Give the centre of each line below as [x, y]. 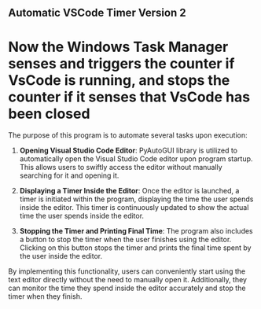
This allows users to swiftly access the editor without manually [121, 167]
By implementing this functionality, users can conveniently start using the [127, 271]
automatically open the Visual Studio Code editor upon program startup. [136, 159]
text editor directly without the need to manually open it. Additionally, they [128, 280]
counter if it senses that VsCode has [129, 97]
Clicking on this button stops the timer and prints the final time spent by [135, 248]
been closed [49, 114]
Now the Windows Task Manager [118, 47]
